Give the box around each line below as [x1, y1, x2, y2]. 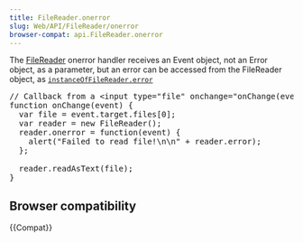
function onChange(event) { [9, 100, 133, 111]
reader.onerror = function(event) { [18, 127, 181, 138]
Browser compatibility [9, 198, 137, 213]
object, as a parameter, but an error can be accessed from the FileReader [9, 64, 282, 75]
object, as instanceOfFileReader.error [9, 74, 153, 85]
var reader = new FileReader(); [18, 118, 162, 129]
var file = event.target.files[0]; [18, 109, 177, 120]
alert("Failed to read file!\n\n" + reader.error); [28, 136, 262, 147]
